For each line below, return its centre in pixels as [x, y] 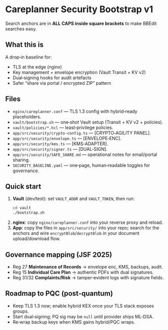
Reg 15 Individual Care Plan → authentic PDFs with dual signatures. [83, 272]
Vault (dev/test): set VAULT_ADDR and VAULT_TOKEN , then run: [74, 199]
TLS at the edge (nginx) [37, 67]
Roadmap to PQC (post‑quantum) [59, 294]
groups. [21, 311]
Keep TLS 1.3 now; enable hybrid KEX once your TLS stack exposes [83, 306]
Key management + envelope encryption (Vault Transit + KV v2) [79, 72]
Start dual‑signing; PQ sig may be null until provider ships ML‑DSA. [83, 316]
